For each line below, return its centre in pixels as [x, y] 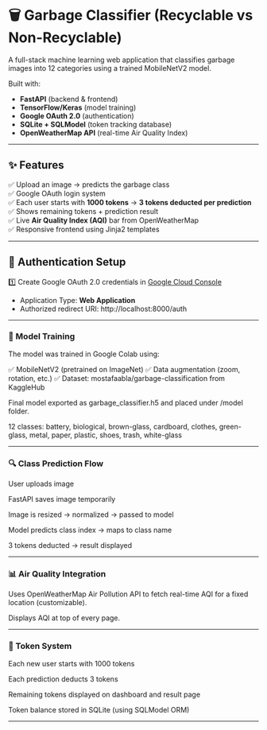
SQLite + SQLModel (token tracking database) [96, 124]
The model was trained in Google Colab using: [84, 354]
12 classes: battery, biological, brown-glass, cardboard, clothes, [113, 426]
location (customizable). [48, 603]
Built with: [25, 83]
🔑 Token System [40, 647]
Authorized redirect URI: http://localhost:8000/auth [103, 309]
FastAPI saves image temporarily [62, 499]
